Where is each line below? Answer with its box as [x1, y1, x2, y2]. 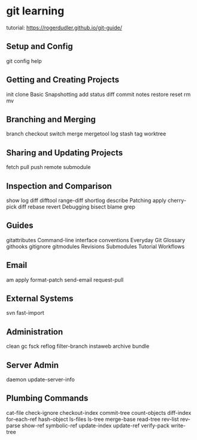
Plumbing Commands [6, 393, 89, 403]
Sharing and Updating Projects [6, 147, 123, 158]
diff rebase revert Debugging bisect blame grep [17, 203, 136, 210]
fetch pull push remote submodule [6, 164, 91, 171]
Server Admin [6, 360, 59, 370]
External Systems [6, 294, 74, 304]
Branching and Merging [6, 114, 96, 124]
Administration [6, 327, 63, 337]
